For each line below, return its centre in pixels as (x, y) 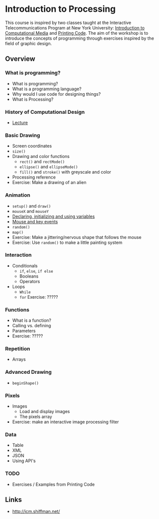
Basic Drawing (23, 135)
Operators (30, 281)
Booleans (29, 276)
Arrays (19, 360)
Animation (18, 195)
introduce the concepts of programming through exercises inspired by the (79, 38)
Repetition (18, 349)
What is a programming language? (47, 89)
